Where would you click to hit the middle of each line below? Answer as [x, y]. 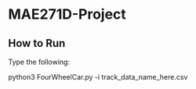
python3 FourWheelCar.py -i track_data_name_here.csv [98, 77]
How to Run [37, 43]
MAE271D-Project [67, 14]
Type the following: [39, 62]
